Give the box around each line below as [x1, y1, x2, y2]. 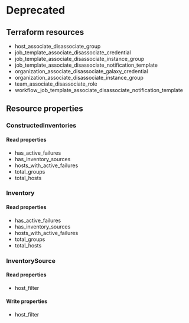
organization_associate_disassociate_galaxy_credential [14, 68, 148, 74]
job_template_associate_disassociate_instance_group [14, 56, 145, 62]
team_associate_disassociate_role [14, 80, 97, 87]
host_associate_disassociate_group [14, 43, 101, 50]
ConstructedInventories [6, 122, 77, 130]
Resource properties [6, 104, 84, 114]
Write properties [6, 298, 48, 305]
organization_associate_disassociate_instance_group [14, 74, 144, 81]
